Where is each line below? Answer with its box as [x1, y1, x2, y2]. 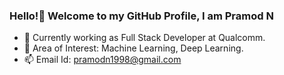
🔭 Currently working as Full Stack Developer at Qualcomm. [23, 32, 266, 44]
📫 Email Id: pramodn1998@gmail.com [23, 54, 182, 66]
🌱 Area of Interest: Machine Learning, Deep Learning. [23, 42, 244, 54]
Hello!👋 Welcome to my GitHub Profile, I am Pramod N [9, 9, 274, 23]
